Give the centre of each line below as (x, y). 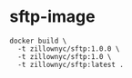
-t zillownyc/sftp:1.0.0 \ (69, 49)
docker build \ (38, 41)
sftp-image (52, 17)
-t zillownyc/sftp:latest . (71, 64)
